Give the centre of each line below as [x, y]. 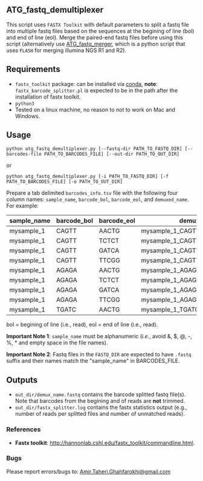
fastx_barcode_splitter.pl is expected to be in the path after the [96, 90]
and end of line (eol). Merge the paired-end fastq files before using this [95, 37]
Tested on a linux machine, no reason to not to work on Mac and [95, 110]
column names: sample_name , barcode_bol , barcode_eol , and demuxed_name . [98, 200]
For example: [23, 206]
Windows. [27, 116]
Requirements [33, 69]
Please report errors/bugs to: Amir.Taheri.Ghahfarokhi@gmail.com [89, 471]
